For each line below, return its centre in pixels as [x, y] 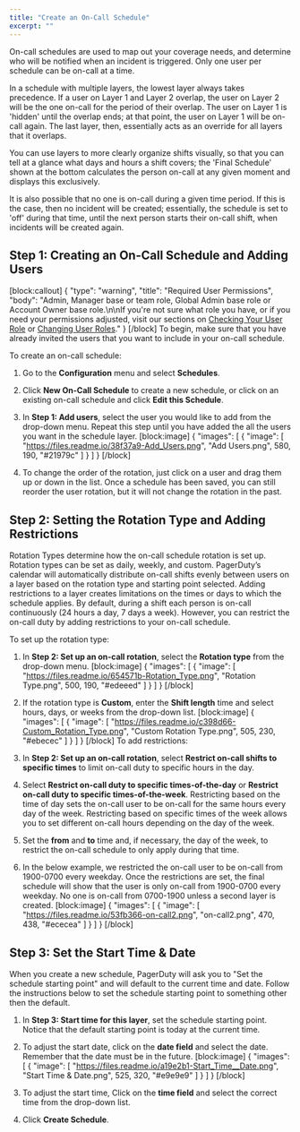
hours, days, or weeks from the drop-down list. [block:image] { [138, 712]
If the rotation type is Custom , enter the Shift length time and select [148, 703]
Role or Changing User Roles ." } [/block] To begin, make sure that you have [148, 329]
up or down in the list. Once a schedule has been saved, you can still [149, 482]
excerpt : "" [31, 26]
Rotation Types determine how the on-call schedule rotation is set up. [138, 555]
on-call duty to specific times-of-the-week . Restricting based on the [151, 794]
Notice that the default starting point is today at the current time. [141, 1029]
